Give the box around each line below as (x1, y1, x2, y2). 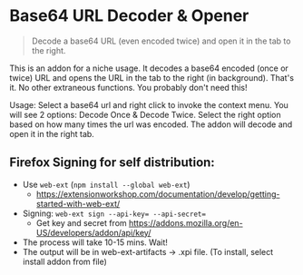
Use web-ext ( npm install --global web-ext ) (22, 179, 191, 190)
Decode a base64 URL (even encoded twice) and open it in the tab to (31, 35, 291, 46)
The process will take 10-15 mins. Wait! (22, 237, 168, 248)
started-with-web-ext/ (35, 198, 121, 209)
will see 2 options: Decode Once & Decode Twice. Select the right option (9, 109, 281, 120)
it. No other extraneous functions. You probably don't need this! (9, 82, 248, 93)
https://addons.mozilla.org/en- (128, 217, 243, 228)
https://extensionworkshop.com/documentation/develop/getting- (35, 188, 280, 200)
